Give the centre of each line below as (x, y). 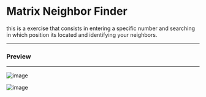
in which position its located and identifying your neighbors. (82, 34)
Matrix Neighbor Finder (67, 11)
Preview (19, 56)
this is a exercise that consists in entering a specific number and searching (101, 28)
